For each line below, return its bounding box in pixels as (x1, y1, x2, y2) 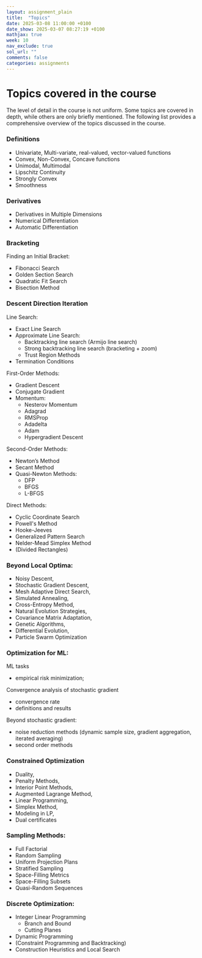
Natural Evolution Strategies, (15, 607, 87, 615)
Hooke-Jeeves (15, 526, 52, 533)
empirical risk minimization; (15, 674, 84, 682)
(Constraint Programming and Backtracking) (15, 940, 126, 947)
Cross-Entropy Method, (15, 601, 75, 608)
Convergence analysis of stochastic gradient (6, 686, 119, 694)
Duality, (15, 770, 35, 778)
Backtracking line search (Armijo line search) (24, 338, 137, 346)
